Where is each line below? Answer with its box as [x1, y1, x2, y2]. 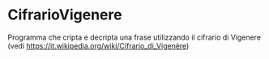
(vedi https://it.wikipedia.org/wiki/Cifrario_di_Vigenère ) [7, 40, 190, 50]
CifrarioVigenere [7, 6, 122, 24]
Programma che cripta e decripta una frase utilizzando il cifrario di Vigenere [7, 32, 261, 42]
